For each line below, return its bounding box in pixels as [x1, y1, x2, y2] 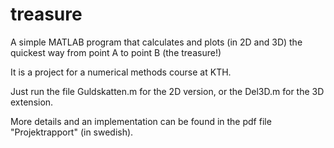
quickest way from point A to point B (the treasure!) [10, 46, 222, 58]
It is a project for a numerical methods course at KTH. [10, 66, 232, 78]
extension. [10, 96, 54, 108]
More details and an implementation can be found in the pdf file [10, 115, 272, 127]
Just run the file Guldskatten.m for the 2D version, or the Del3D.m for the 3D [10, 85, 325, 97]
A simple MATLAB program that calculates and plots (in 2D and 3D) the [10, 36, 303, 48]
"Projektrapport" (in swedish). [10, 126, 134, 138]
